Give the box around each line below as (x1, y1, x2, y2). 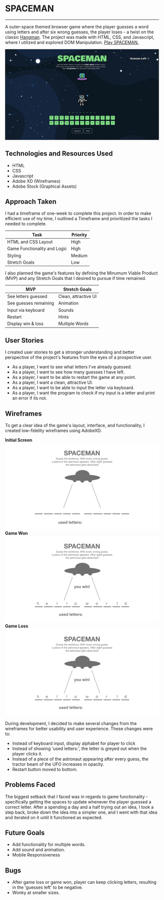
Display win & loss (7, 321, 44, 326)
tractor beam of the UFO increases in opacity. (12, 761, 104, 767)
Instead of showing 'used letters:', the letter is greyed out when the (12, 746, 147, 751)
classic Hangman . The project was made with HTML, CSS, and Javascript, (5, 34, 155, 40)
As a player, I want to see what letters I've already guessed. (12, 364, 132, 370)
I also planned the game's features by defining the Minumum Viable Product (5, 270, 158, 276)
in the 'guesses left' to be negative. (12, 884, 83, 890)
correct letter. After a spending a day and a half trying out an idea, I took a (5, 804, 154, 810)
